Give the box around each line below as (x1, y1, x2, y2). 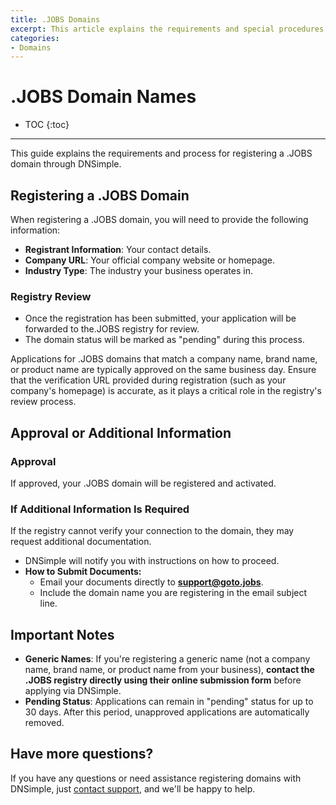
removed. (24, 717, 65, 729)
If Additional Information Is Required (10, 502, 190, 516)
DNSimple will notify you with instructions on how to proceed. (24, 555, 280, 567)
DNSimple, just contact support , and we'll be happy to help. (10, 782, 256, 795)
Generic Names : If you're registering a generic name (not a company (24, 653, 311, 665)
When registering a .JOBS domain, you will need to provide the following (10, 214, 309, 225)
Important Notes (10, 626, 115, 643)
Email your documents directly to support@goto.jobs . (39, 576, 264, 588)
